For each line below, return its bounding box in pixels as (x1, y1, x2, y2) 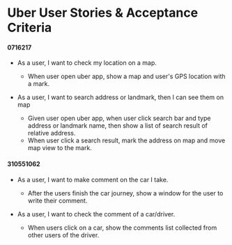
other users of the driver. (27, 230, 100, 239)
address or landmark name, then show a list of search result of (27, 121, 208, 130)
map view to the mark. (27, 144, 92, 152)
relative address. (27, 129, 76, 138)
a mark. (27, 80, 50, 88)
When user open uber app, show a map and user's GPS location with (27, 72, 226, 81)
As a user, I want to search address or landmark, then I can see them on (17, 93, 224, 102)
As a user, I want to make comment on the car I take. (17, 175, 169, 184)
